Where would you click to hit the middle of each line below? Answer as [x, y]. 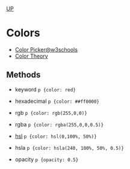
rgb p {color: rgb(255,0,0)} [51, 112]
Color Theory [31, 56]
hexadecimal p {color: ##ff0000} [57, 101]
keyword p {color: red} [45, 89]
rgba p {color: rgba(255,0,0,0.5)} [59, 124]
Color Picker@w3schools [46, 49]
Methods [23, 75]
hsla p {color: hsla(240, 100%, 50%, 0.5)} [70, 147]
